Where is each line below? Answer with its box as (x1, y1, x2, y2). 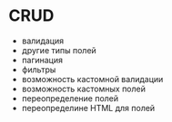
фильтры (21, 64, 56, 75)
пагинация (21, 54, 63, 65)
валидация (21, 35, 65, 46)
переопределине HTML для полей (21, 102, 156, 113)
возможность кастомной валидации (21, 73, 164, 84)
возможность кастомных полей (21, 83, 147, 94)
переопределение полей (21, 92, 119, 104)
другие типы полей (21, 44, 96, 55)
